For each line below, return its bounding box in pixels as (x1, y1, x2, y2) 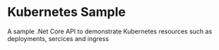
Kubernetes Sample (7, 4, 126, 20)
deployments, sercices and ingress (7, 34, 109, 42)
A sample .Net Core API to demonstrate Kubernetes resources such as (7, 27, 213, 35)
